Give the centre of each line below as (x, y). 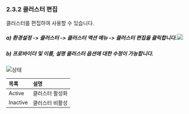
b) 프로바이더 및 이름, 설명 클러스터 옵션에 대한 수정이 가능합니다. (80, 53)
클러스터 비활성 (50, 103)
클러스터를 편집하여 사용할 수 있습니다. (50, 23)
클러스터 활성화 (50, 93)
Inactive (18, 103)
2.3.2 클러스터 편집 (32, 9)
